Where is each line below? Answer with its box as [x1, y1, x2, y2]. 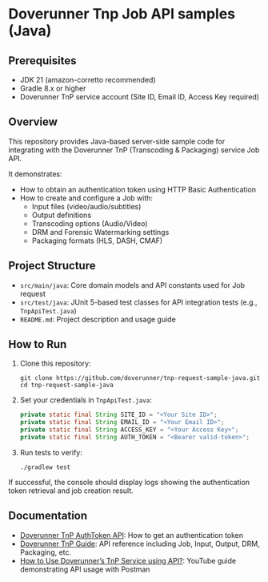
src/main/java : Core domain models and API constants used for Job [19, 280, 246, 289]
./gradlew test [19, 463, 71, 471]
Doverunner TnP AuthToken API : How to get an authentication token [19, 530, 244, 540]
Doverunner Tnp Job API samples [8, 5, 236, 23]
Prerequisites [8, 54, 77, 67]
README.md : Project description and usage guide [19, 314, 176, 324]
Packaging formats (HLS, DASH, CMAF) [31, 236, 163, 245]
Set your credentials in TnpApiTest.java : [19, 395, 152, 405]
